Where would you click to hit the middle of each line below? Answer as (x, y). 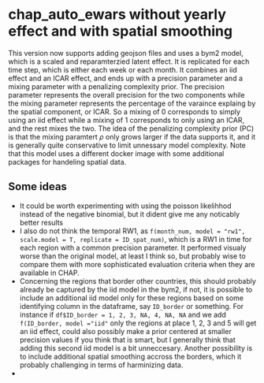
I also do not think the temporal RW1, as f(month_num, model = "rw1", (132, 231)
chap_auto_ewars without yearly (117, 15)
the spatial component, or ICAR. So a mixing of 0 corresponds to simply (125, 111)
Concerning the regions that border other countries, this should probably (138, 281)
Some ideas (37, 187)
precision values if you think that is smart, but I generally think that (128, 340)
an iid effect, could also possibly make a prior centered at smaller (126, 331)
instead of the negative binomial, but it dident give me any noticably (130, 214)
